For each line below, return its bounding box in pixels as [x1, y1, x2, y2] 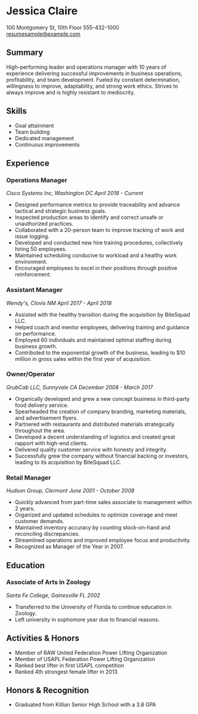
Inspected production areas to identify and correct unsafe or [14, 214, 164, 221]
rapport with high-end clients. [14, 440, 88, 447]
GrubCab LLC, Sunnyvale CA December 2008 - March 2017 [6, 384, 153, 391]
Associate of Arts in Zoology [6, 578, 91, 586]
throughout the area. [14, 426, 66, 434]
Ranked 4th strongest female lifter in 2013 [14, 668, 118, 675]
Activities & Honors [6, 633, 79, 644]
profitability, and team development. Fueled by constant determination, [6, 76, 181, 83]
